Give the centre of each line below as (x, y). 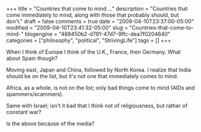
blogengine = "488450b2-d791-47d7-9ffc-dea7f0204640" (98, 34)
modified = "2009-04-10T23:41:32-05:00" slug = (67, 27)
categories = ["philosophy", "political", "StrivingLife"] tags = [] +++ (89, 40)
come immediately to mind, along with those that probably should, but (92, 15)
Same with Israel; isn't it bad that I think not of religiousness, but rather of (97, 106)
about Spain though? (32, 58)
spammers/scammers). (35, 94)
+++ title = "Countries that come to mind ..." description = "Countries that (97, 9)
